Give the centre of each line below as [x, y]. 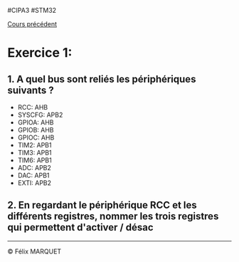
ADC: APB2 [34, 168]
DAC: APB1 [33, 175]
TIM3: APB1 [34, 153]
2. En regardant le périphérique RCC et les [102, 205]
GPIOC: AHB [36, 137]
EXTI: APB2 [34, 183]
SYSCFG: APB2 [40, 115]
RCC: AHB [33, 107]
